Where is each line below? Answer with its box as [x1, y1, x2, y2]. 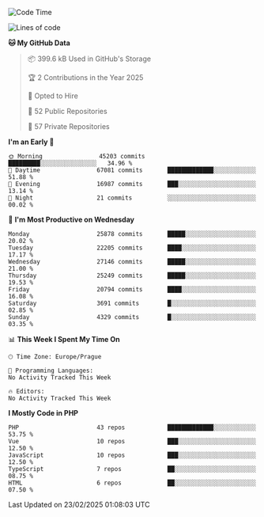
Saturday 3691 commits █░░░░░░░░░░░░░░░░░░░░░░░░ [8, 299, 257, 307]
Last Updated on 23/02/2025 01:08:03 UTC [8, 500, 150, 509]
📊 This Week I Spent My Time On [8, 335, 120, 344]
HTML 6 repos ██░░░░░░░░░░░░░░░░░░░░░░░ [8, 479, 257, 487]
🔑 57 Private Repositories [27, 122, 110, 131]
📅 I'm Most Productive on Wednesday [8, 215, 134, 224]
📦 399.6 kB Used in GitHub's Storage [27, 54, 152, 63]
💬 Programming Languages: [8, 367, 93, 374]
